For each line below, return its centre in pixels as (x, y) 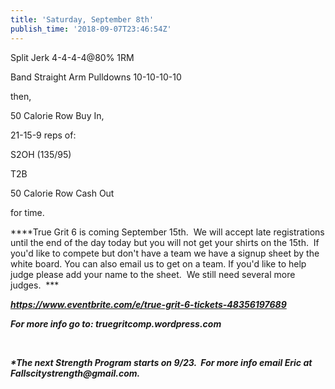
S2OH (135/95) (41, 154)
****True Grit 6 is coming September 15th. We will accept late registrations (167, 232)
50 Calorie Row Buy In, (57, 115)
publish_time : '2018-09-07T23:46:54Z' (91, 29)
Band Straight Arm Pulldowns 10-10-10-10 (96, 77)
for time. (27, 212)
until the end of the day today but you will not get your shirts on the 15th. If (165, 242)
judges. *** (35, 285)
